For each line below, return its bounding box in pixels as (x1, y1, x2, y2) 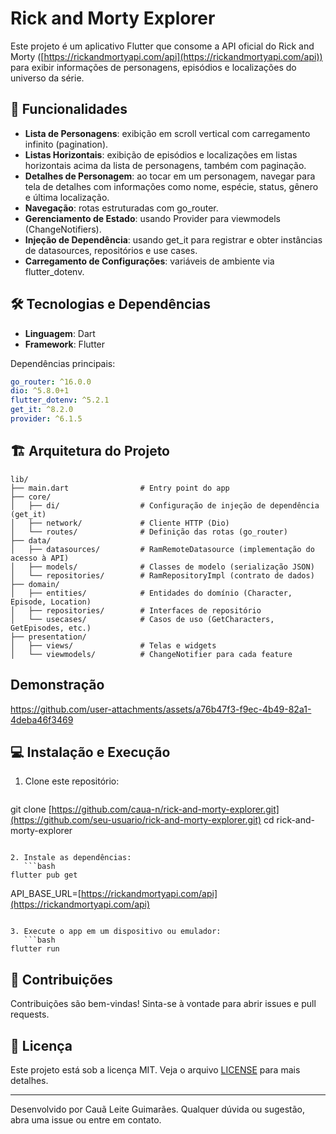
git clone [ (10, 803, 52, 816)
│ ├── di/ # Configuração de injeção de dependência (10, 500, 320, 511)
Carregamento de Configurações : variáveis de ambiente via (24, 255, 275, 267)
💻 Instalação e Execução (10, 743, 171, 761)
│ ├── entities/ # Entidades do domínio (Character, (10, 588, 293, 598)
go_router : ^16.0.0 (10, 377, 92, 387)
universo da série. (10, 72, 85, 84)
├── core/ (10, 492, 52, 502)
